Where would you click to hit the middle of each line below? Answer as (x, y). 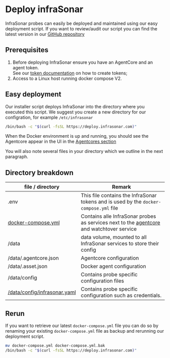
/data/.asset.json (28, 266)
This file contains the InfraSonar (119, 195)
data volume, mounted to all (114, 237)
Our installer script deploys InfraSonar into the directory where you (75, 106)
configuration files (102, 281)
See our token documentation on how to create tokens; (70, 73)
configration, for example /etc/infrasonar (49, 117)
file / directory (42, 187)
